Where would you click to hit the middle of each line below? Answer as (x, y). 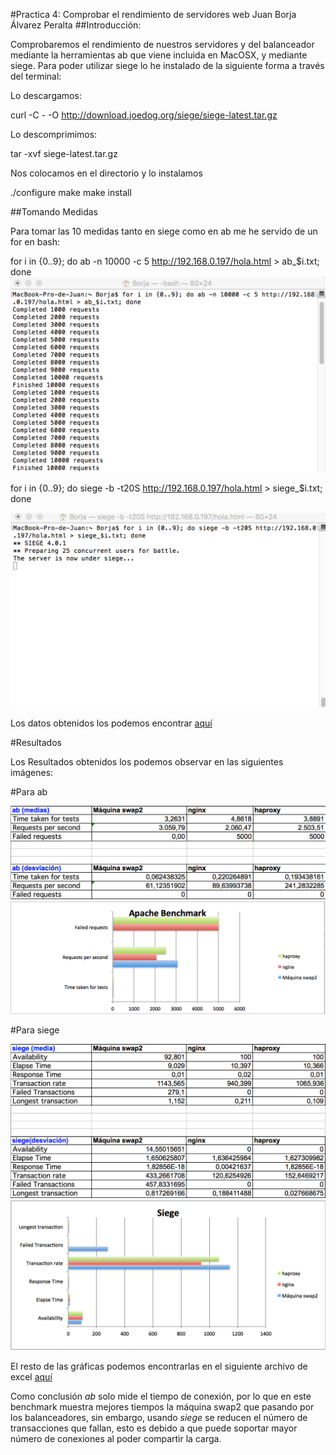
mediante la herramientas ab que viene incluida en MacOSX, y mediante (159, 55)
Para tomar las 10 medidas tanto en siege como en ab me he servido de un (164, 231)
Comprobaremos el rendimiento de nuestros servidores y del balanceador (162, 44)
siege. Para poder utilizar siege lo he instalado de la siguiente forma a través (167, 65)
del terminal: (36, 76)
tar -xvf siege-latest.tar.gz (64, 153)
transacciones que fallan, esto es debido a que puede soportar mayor (154, 1428)
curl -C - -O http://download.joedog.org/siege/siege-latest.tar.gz (144, 115)
